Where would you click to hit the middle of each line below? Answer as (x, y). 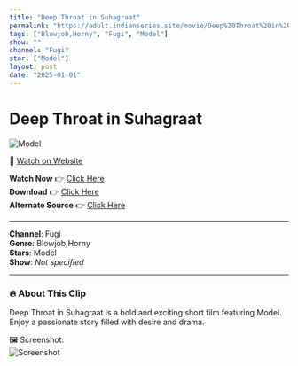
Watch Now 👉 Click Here (57, 178)
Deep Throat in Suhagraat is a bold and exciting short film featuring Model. (145, 312)
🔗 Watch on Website (46, 160)
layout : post (33, 67)
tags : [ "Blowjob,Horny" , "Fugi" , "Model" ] (89, 34)
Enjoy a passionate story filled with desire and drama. (107, 322)
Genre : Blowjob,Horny (50, 243)
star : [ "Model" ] (39, 58)
